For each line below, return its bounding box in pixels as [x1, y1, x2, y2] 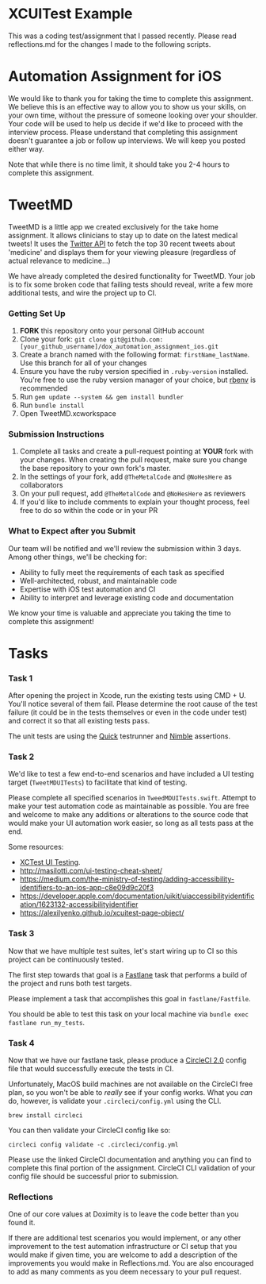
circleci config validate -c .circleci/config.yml [8, 1141, 179, 1149]
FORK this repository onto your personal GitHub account [19, 326, 204, 336]
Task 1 [8, 673, 33, 684]
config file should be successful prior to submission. [8, 1172, 180, 1182]
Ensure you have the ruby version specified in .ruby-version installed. [19, 367, 249, 376]
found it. [8, 1218, 36, 1228]
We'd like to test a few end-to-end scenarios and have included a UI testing [8, 769, 255, 779]
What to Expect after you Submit [8, 526, 136, 537]
